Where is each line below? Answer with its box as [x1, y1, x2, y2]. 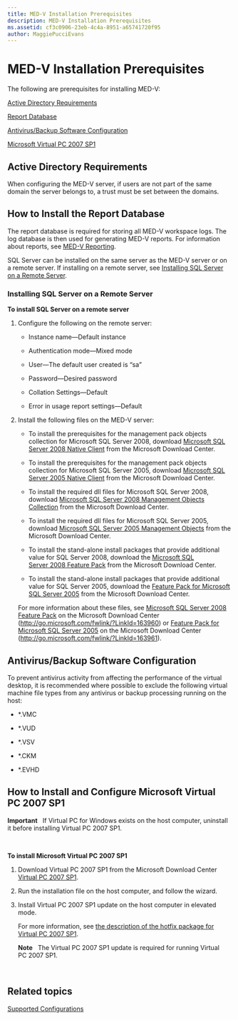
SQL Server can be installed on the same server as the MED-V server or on [7, 256, 228, 264]
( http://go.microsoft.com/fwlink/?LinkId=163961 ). [17, 634, 162, 642]
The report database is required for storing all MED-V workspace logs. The [7, 226, 227, 236]
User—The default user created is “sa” [28, 360, 143, 369]
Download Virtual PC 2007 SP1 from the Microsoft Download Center [17, 865, 217, 874]
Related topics [7, 986, 73, 998]
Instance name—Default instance [28, 333, 126, 341]
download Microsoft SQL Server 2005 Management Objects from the [28, 524, 232, 532]
